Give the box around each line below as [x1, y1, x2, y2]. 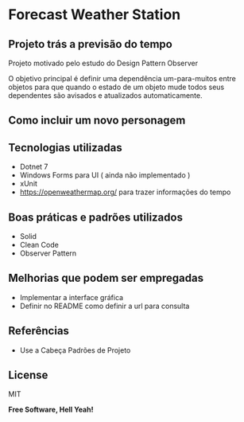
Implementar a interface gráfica [19, 292, 124, 302]
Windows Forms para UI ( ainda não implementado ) [19, 170, 191, 180]
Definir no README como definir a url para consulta [19, 301, 190, 311]
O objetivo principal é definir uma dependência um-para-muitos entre [8, 74, 236, 83]
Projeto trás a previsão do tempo [8, 37, 172, 51]
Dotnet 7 [19, 162, 48, 172]
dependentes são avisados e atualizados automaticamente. [8, 91, 203, 100]
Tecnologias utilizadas [8, 141, 122, 154]
